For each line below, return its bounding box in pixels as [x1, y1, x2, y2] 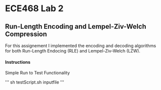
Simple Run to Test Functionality [5, 70, 70, 76]
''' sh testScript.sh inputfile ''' [5, 79, 65, 85]
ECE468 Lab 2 [5, 3, 64, 14]
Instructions [5, 59, 31, 65]
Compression [5, 30, 47, 38]
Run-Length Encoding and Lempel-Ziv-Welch [5, 22, 146, 31]
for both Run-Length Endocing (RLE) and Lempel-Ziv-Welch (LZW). [5, 48, 140, 54]
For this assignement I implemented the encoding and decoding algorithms [5, 43, 157, 49]
